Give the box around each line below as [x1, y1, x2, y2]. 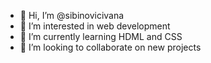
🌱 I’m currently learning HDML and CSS [19, 31, 183, 42]
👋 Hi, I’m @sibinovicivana [19, 10, 125, 21]
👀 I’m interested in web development [19, 20, 171, 32]
